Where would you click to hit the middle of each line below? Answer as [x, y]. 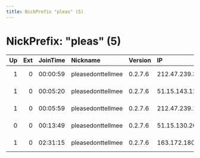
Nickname [86, 60]
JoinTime [52, 60]
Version [140, 60]
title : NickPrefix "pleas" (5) [45, 12]
